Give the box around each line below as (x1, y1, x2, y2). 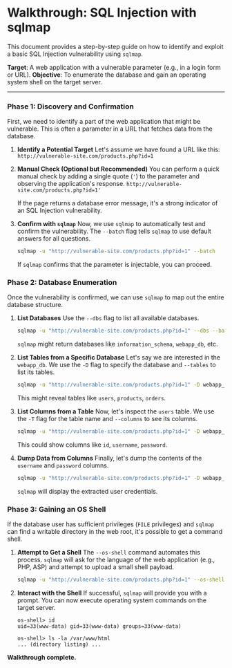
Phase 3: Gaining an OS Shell (7, 504, 106, 514)
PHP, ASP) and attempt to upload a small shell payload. (17, 563, 175, 571)
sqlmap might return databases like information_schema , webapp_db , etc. (17, 340, 219, 349)
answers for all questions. (17, 234, 91, 243)
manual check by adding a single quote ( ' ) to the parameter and (17, 172, 200, 180)
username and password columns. (17, 461, 109, 470)
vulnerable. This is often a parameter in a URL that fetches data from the (7, 124, 213, 133)
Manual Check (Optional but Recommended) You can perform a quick (17, 165, 220, 174)
